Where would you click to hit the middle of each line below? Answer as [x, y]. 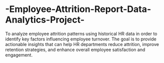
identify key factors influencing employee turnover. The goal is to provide [81, 39]
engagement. [19, 55]
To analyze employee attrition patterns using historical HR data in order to [81, 33]
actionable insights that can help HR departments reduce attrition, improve [82, 44]
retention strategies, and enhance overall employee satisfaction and [75, 49]
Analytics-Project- [45, 20]
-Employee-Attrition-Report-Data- [78, 9]
